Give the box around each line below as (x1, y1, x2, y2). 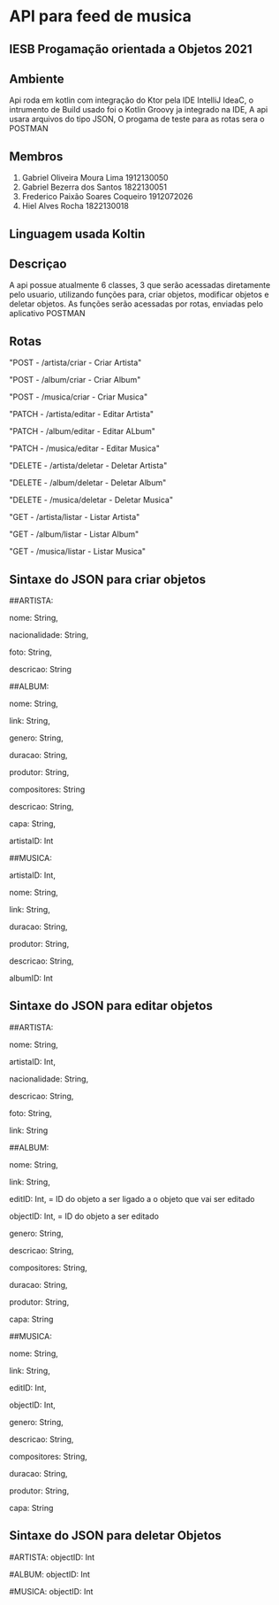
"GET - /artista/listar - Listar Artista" (9, 512, 140, 523)
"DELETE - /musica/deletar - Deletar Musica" (9, 494, 174, 506)
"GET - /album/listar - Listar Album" (9, 529, 139, 539)
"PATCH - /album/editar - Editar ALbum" (9, 426, 156, 437)
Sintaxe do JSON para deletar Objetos (9, 1528, 222, 1543)
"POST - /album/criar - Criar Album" (9, 375, 141, 385)
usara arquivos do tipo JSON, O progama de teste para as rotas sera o (9, 113, 265, 125)
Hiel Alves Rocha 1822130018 (21, 201, 130, 212)
